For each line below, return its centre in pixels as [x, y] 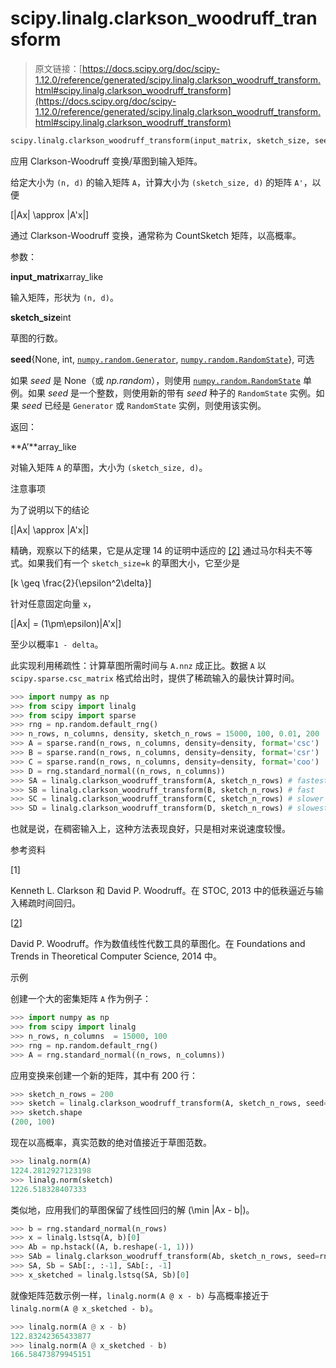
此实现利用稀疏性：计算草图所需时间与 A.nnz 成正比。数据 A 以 [138, 665]
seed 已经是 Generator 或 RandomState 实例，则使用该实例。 [144, 405]
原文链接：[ [58, 68]
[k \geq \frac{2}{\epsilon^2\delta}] [81, 583]
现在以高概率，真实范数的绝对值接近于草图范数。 [111, 1143]
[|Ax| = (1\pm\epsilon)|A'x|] [66, 623]
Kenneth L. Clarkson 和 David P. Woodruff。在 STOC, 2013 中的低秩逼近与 [162, 891]
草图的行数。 [36, 338]
